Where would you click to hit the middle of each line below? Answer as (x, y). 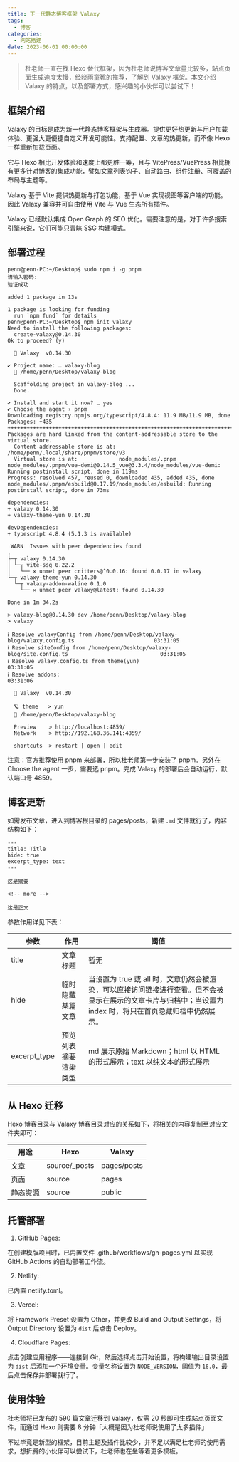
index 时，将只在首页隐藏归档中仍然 (148, 1011)
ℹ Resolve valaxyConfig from (50, 635)
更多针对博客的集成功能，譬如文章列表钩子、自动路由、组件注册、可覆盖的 (122, 171)
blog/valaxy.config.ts (41, 641)
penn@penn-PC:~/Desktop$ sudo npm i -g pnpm (74, 269)
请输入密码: (22, 277)
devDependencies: (33, 528)
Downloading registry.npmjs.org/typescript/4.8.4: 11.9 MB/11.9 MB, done (119, 415)
